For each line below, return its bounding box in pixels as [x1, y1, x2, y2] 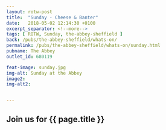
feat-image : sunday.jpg [6, 64, 66, 70]
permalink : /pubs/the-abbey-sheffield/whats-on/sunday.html [6, 43, 161, 49]
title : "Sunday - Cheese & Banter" [6, 14, 98, 20]
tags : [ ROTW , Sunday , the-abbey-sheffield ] [6, 31, 123, 37]
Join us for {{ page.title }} [6, 114, 105, 124]
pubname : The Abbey [6, 48, 56, 54]
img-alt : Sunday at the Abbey [6, 70, 83, 76]
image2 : [6, 76, 26, 82]
